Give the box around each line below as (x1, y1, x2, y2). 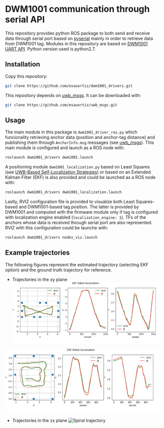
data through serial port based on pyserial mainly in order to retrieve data (5, 35, 153, 41)
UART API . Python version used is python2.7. (5, 46, 96, 52)
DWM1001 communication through (5, 3, 150, 15)
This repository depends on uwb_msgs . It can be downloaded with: (5, 92, 141, 98)
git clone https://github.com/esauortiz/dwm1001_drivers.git (5, 83, 133, 88)
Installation (5, 60, 40, 68)
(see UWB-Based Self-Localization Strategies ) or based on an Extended (5, 169, 151, 175)
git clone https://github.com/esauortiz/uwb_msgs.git (5, 102, 118, 107)
